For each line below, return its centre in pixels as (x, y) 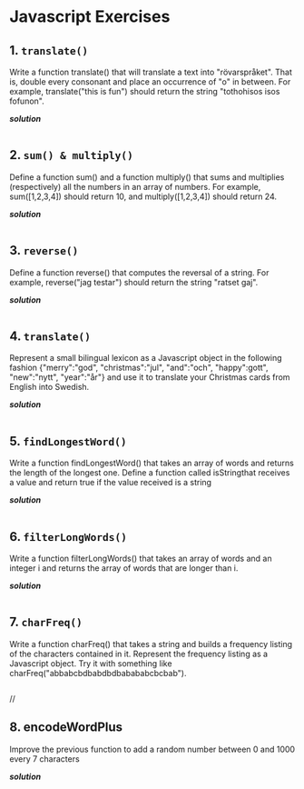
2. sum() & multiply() (71, 155)
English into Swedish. (49, 387)
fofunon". (27, 101)
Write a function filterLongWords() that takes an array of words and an (141, 559)
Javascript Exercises (90, 17)
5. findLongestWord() (68, 441)
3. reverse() (44, 250)
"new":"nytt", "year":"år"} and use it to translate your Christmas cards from (150, 377)
